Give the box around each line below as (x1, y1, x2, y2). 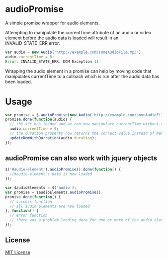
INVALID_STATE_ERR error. (5, 40, 60, 46)
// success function (9, 199, 52, 204)
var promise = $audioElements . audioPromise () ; (5, 190, 103, 195)
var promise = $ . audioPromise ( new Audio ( (5, 112, 92, 117)
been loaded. (5, 79, 32, 85)
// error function (9, 213, 48, 218)
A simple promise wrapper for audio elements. (5, 20, 100, 26)
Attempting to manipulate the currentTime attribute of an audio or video (5, 29, 152, 35)
